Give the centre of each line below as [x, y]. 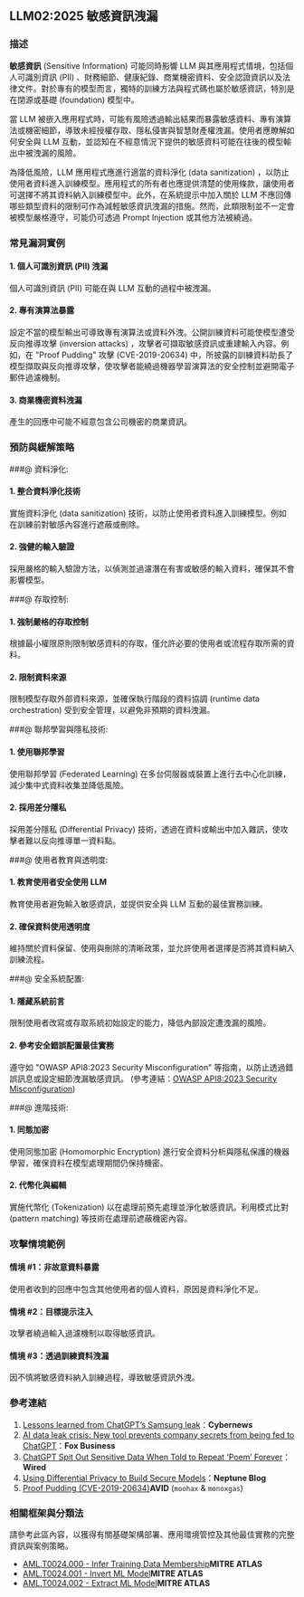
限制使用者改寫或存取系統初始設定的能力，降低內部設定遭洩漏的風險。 [140, 1023]
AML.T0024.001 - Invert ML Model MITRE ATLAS [113, 1573]
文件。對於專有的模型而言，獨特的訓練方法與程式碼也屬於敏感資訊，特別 [152, 88]
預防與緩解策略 [42, 448]
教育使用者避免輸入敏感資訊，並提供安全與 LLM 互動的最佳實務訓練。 [139, 904]
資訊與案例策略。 [41, 1546]
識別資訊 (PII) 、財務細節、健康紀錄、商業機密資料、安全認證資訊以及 [154, 77]
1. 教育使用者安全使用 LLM [58, 882]
